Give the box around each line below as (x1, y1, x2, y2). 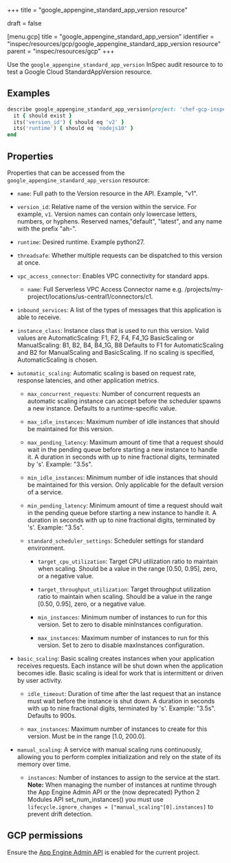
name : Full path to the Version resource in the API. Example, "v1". (16, 189, 198, 197)
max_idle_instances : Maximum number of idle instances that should (27, 417, 220, 426)
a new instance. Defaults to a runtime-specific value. (27, 404, 177, 412)
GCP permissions (7, 830, 84, 842)
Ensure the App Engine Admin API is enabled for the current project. (7, 848, 200, 856)
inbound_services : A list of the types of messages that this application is (16, 306, 222, 314)
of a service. (27, 488, 63, 496)
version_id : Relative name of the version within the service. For (16, 203, 197, 210)
